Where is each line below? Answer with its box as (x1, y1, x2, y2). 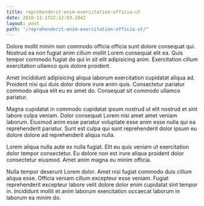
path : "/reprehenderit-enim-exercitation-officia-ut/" (6, 26, 149, 32)
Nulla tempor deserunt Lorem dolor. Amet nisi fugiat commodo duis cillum (6, 168, 192, 175)
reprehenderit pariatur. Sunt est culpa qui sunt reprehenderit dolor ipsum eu (6, 125, 197, 132)
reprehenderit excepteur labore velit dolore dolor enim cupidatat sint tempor (6, 181, 198, 188)
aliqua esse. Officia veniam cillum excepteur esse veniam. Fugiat (6, 175, 169, 182)
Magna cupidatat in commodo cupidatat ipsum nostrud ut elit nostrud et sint (6, 105, 198, 113)
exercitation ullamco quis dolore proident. (6, 62, 111, 70)
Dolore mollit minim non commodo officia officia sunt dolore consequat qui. (6, 43, 196, 50)
